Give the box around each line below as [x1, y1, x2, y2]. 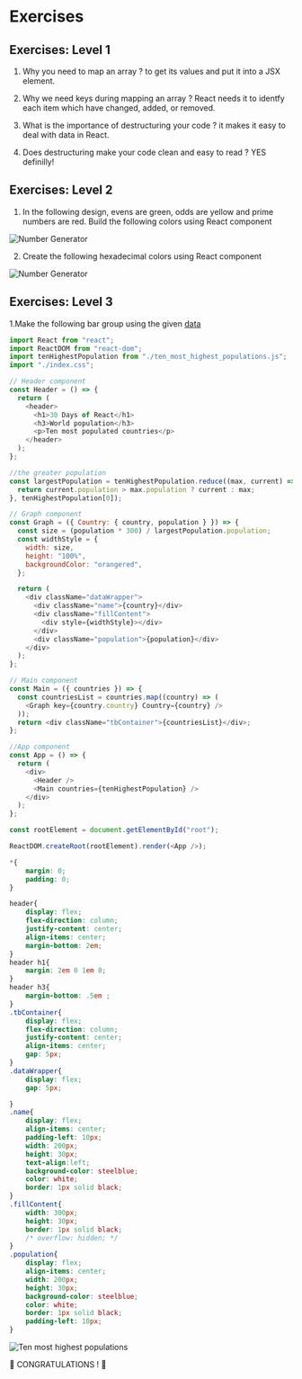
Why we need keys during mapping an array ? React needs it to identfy [22, 93, 285, 103]
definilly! [22, 157, 55, 167]
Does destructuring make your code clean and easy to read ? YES [22, 147, 267, 157]
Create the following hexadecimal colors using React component [22, 250, 262, 262]
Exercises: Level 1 [9, 42, 111, 58]
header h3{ [9, 983, 50, 992]
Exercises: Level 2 [9, 183, 113, 198]
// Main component [9, 676, 78, 685]
